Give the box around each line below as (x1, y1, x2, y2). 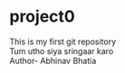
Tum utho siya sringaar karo (9, 45, 114, 56)
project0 (9, 6, 75, 27)
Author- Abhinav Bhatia (9, 55, 97, 66)
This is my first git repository (9, 36, 117, 47)
